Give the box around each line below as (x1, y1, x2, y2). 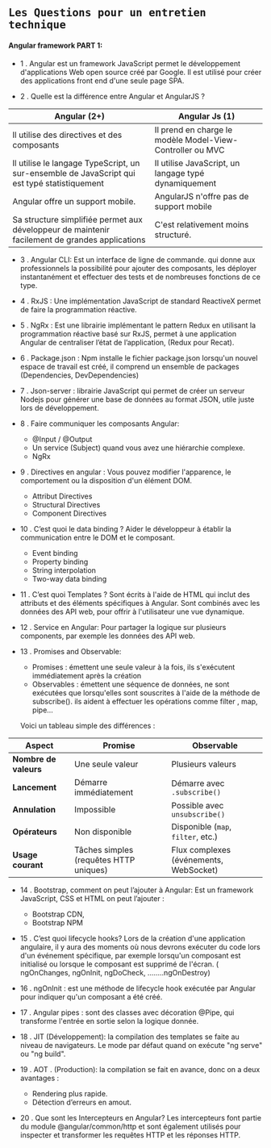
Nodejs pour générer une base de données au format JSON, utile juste (19, 394, 255, 404)
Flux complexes (171, 844, 231, 855)
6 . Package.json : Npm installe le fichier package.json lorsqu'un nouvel (19, 353, 258, 362)
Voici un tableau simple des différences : (19, 720, 156, 730)
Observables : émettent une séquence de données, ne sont (31, 679, 230, 689)
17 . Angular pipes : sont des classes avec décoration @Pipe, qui (19, 1008, 235, 1017)
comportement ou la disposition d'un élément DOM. (19, 475, 192, 485)
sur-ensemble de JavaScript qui (12, 167, 135, 178)
